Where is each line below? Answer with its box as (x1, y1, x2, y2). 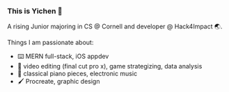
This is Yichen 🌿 (7, 6, 63, 16)
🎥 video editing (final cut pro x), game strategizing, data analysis (17, 62, 203, 71)
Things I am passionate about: (7, 38, 94, 47)
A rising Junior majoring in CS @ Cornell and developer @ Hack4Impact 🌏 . (7, 22, 223, 30)
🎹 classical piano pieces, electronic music (17, 69, 138, 78)
